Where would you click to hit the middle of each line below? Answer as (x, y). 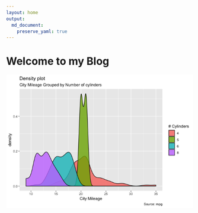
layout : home (22, 12)
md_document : (28, 25)
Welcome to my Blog (58, 61)
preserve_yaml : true (42, 31)
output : (16, 19)
